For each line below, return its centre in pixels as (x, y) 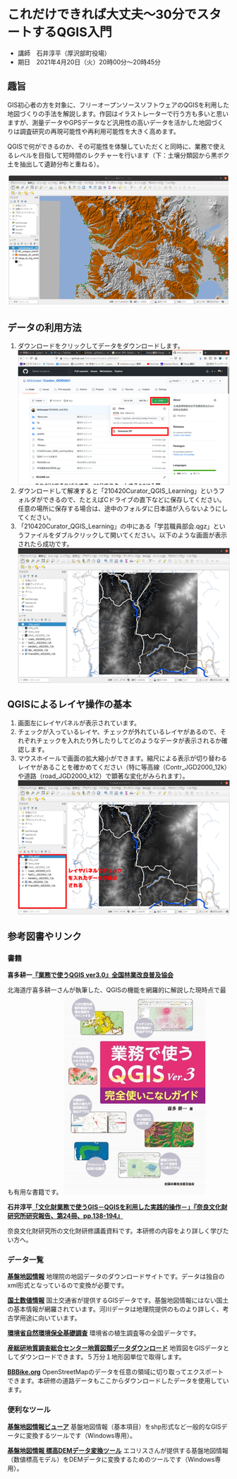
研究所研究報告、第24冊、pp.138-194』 (65, 1216)
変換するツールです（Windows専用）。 (81, 1435)
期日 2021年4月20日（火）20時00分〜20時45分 (89, 62)
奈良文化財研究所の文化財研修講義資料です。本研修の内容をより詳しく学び (115, 1231)
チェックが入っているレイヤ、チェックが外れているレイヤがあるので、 (119, 731)
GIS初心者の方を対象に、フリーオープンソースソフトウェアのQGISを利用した (119, 105)
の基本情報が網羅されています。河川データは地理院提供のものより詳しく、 (115, 1309)
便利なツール (29, 1410)
